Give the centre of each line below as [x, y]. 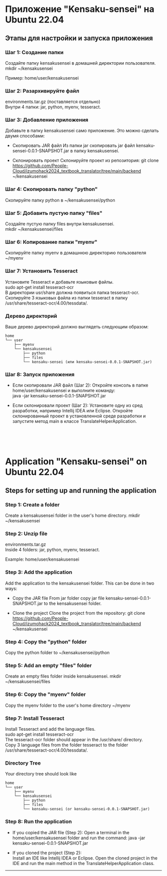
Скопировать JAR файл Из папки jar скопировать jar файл [74, 146]
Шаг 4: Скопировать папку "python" [51, 189]
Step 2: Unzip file [26, 534]
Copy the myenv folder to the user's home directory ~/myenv [68, 705]
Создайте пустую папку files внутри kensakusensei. [60, 224]
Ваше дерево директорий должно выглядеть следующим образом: [77, 326]
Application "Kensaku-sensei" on [76, 462]
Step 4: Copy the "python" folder [46, 642]
